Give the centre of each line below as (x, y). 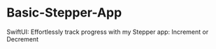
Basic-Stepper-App (64, 13)
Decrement (23, 39)
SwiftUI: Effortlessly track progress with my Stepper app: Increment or (108, 32)
